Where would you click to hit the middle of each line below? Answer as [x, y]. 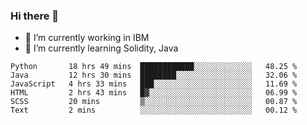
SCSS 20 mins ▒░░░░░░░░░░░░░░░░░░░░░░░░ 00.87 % [154, 102]
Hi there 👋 [35, 16]
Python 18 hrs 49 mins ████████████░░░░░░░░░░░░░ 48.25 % [154, 67]
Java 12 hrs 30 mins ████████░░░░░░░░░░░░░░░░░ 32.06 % [154, 75]
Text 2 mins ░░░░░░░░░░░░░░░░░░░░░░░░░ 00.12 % [154, 110]
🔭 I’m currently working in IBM [87, 38]
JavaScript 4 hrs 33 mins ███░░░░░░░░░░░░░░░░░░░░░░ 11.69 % [154, 84]
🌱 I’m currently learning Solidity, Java [101, 48]
